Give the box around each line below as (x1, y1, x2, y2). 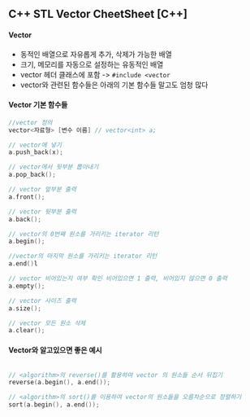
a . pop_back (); (8, 171, 57, 179)
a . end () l (8, 260, 38, 268)
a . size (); (8, 304, 42, 313)
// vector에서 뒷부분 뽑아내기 (8, 163, 99, 171)
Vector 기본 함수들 (8, 100, 68, 110)
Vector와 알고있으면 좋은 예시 (8, 345, 103, 354)
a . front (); (8, 192, 45, 201)
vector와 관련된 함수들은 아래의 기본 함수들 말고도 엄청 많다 (19, 80, 209, 90)
